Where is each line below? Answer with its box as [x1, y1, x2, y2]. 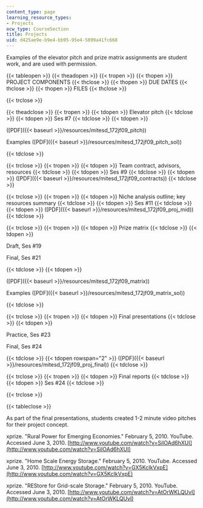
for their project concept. [6, 421, 69, 428]
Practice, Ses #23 [6, 331, 51, 338]
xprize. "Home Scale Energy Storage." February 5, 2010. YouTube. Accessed [6, 458, 198, 464]
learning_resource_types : [6, 15, 72, 21]
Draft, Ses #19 [6, 242, 42, 249]
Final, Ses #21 [6, 254, 41, 261]
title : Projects [6, 32, 47, 38]
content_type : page [6, 8, 56, 15]
